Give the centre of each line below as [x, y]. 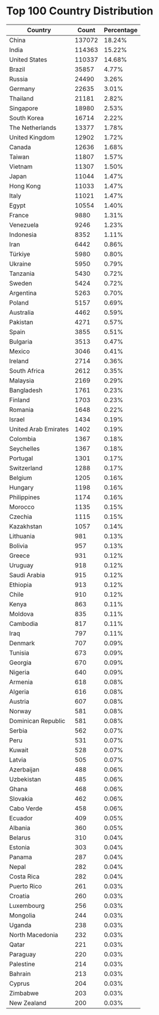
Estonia [20, 847]
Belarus [20, 837]
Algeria [19, 691]
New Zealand [28, 1002]
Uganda [20, 925]
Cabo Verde [26, 808]
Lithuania [22, 536]
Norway [20, 711]
